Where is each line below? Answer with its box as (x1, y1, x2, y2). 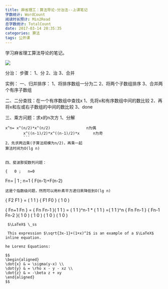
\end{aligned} (5, 274, 35, 279)
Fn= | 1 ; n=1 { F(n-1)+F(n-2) (5, 177, 63, 183)
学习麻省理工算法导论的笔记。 (5, 50, 67, 56)
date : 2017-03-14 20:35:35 (5, 26, 62, 31)
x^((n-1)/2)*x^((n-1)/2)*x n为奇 (23, 131, 103, 136)
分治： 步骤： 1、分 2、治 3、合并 (5, 70, 75, 76)
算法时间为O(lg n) (5, 146, 40, 151)
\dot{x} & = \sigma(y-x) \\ (5, 261, 64, 266)
